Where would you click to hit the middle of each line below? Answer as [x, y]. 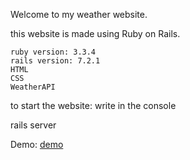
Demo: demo [37, 144]
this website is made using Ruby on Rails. [95, 33]
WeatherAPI [33, 87]
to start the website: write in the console [93, 105]
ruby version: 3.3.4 [53, 52]
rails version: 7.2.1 [55, 61]
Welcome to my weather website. [79, 14]
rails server [33, 125]
